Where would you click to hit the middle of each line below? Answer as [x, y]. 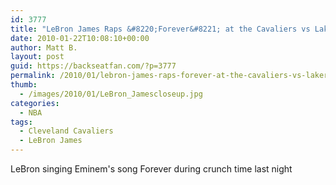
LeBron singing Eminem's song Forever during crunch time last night [151, 169]
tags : [21, 122]
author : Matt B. [44, 47]
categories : [35, 103]
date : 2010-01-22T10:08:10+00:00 [80, 38]
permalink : [33, 76]
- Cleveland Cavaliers [66, 131]
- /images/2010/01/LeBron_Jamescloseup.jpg [111, 94]
